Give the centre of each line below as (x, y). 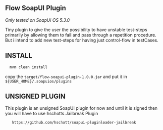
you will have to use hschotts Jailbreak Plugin (52, 114)
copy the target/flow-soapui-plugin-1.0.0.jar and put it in (66, 77)
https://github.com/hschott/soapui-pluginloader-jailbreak (74, 123)
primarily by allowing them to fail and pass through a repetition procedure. (81, 35)
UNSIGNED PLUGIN (35, 96)
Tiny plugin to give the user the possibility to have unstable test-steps (76, 30)
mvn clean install (29, 67)
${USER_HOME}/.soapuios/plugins (38, 81)
